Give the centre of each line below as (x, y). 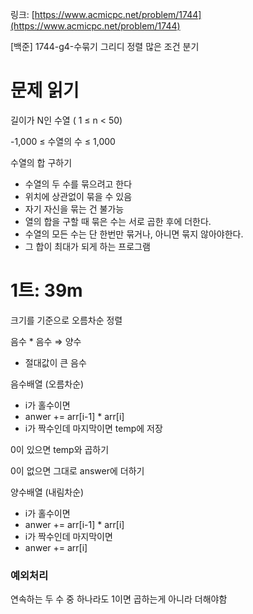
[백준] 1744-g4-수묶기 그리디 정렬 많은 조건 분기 (105, 46)
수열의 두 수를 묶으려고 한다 (78, 184)
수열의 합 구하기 (41, 162)
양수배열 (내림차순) (47, 492)
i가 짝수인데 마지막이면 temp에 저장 (93, 428)
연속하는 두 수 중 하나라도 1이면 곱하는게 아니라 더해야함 (119, 599)
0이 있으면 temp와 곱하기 (60, 449)
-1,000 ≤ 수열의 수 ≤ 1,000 (63, 141)
